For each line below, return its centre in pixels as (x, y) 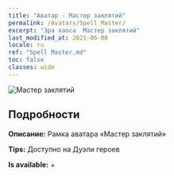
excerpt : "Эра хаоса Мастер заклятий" (74, 30)
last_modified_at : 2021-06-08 (58, 38)
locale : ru (26, 45)
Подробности (44, 115)
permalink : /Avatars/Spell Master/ (67, 23)
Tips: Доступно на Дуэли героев (64, 149)
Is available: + (32, 164)
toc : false (26, 60)
